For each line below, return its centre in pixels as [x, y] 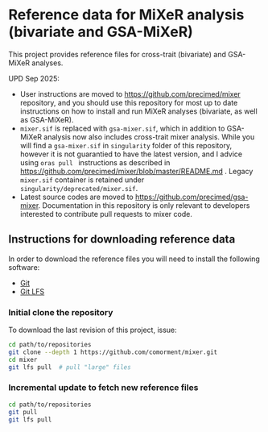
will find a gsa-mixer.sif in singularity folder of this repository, [126, 145]
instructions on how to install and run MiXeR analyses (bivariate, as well [138, 111]
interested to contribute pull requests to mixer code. [106, 214]
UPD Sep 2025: [34, 78]
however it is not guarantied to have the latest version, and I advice [131, 154]
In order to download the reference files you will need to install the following [134, 259]
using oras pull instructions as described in [95, 162]
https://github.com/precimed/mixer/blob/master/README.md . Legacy [136, 171]
